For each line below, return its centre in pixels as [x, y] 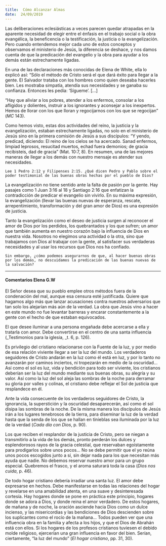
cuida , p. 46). [19, 471]
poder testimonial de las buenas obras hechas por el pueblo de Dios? [79, 175]
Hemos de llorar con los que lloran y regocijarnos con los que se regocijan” [82, 110]
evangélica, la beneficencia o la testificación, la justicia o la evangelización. [82, 39]
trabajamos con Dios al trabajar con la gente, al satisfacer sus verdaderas [80, 241]
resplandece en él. [24, 389]
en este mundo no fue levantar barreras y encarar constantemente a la [77, 312]
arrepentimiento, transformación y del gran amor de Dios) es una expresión [82, 206]
